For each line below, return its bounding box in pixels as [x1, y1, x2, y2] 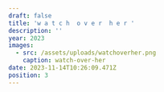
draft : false [8, 11, 52, 20]
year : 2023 [8, 34, 45, 42]
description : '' [8, 26, 63, 34]
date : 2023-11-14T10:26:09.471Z [8, 64, 117, 72]
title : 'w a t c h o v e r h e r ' [8, 19, 135, 27]
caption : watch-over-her [23, 57, 106, 65]
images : [8, 42, 35, 50]
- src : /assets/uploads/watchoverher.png [15, 49, 157, 57]
